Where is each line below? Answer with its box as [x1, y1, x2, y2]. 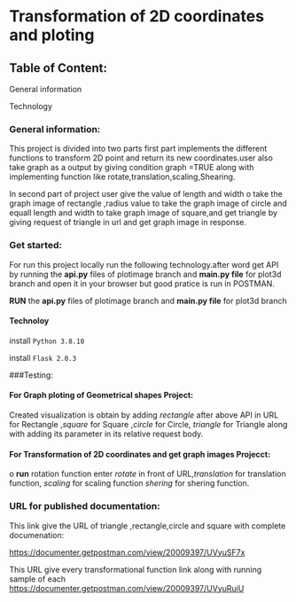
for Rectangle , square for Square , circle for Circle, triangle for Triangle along [9, 419, 288, 429]
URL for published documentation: [9, 500, 161, 512]
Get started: [9, 239, 62, 252]
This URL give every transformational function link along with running [9, 564, 262, 575]
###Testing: [9, 370, 53, 380]
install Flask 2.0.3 [9, 352, 77, 363]
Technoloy [9, 316, 50, 326]
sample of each [9, 574, 66, 584]
